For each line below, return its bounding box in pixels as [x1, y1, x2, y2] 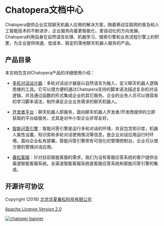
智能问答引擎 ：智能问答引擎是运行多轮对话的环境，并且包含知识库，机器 [12, 126, 158, 131]
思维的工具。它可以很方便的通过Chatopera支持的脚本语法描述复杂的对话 [12, 86, 158, 92]
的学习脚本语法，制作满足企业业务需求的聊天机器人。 [12, 99, 120, 104]
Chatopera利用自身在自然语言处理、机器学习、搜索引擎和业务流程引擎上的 [5, 34, 155, 40]
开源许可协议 [5, 182, 44, 191]
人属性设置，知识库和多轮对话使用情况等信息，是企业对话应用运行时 [12, 131, 150, 137]
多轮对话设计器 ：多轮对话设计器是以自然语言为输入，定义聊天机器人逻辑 [12, 80, 158, 86]
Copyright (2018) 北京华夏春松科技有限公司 [5, 196, 92, 202]
